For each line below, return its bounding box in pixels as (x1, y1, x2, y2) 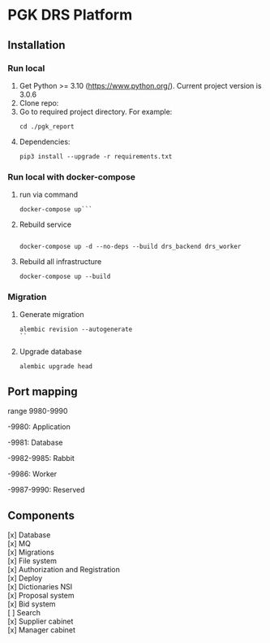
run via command (19, 189, 79, 200)
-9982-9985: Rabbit (7, 454, 75, 463)
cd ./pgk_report (19, 122, 75, 131)
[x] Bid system (7, 599, 56, 609)
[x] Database (7, 530, 51, 540)
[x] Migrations (7, 547, 54, 558)
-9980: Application (7, 422, 71, 432)
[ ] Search (7, 608, 41, 618)
